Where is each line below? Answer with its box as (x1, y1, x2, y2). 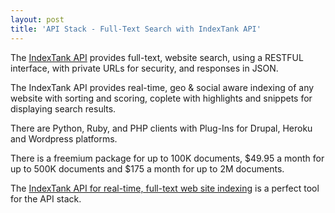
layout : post (10, 14, 65, 25)
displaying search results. (10, 102, 117, 115)
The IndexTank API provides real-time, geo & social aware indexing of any (10, 81, 315, 93)
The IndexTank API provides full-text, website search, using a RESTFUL (10, 51, 304, 63)
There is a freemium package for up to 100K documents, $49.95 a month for (10, 152, 325, 164)
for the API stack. (10, 192, 82, 205)
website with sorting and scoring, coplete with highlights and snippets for (10, 92, 313, 104)
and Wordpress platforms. (10, 132, 118, 145)
